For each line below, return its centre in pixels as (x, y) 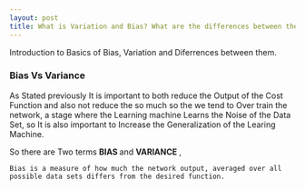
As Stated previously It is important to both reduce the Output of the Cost (146, 95)
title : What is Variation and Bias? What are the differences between (146, 26)
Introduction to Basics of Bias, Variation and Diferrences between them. (143, 52)
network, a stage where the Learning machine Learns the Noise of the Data (150, 115)
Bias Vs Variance (48, 75)
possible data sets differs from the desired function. (117, 176)
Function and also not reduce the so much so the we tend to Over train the (148, 105)
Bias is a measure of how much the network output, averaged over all (146, 168)
